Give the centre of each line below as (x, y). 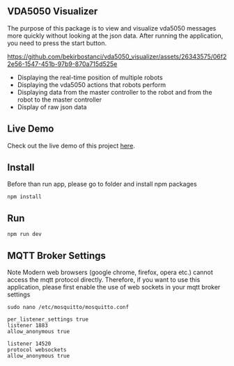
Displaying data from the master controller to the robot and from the (115, 92)
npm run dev (24, 234)
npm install (24, 197)
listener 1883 (28, 326)
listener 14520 (29, 344)
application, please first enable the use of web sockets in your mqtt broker (114, 287)
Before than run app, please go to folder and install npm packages (102, 184)
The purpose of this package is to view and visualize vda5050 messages (112, 28)
